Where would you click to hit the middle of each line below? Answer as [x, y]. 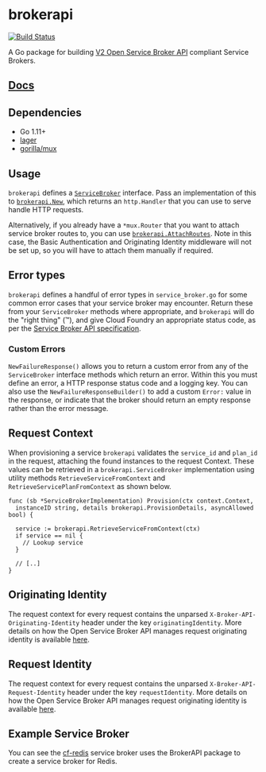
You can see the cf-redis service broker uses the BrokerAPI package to [124, 753]
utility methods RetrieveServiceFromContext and [87, 478]
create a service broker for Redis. [63, 762]
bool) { [21, 514]
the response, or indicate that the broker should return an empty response [130, 400]
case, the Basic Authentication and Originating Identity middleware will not [130, 242]
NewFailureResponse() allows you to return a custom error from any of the [128, 367]
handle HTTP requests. [46, 209]
